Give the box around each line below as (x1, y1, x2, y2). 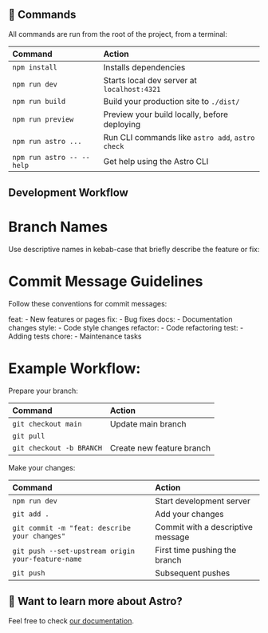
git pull (12, 431, 45, 441)
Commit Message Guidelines (8, 273, 203, 290)
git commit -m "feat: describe (12, 523, 132, 533)
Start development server (155, 495, 251, 507)
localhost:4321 (103, 85, 161, 94)
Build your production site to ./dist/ (103, 95, 240, 106)
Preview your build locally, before (103, 109, 229, 120)
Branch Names (8, 218, 108, 236)
